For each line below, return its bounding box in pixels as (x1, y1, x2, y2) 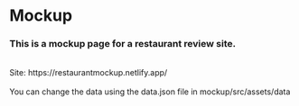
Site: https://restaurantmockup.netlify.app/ (9, 67, 168, 78)
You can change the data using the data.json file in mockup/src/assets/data (9, 86, 291, 97)
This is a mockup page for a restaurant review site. (9, 38, 237, 50)
